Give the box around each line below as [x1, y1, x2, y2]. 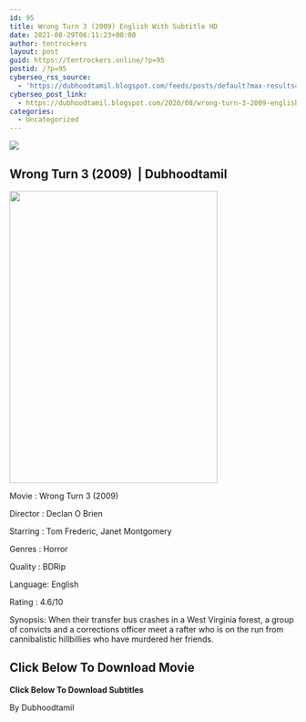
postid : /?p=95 [9, 65, 67, 74]
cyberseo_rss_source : [9, 73, 92, 82]
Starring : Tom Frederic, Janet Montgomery [9, 526, 172, 537]
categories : [9, 107, 55, 116]
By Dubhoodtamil [9, 702, 75, 713]
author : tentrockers [9, 38, 88, 48]
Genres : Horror [9, 543, 68, 554]
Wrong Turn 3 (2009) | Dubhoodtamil [9, 166, 228, 182]
